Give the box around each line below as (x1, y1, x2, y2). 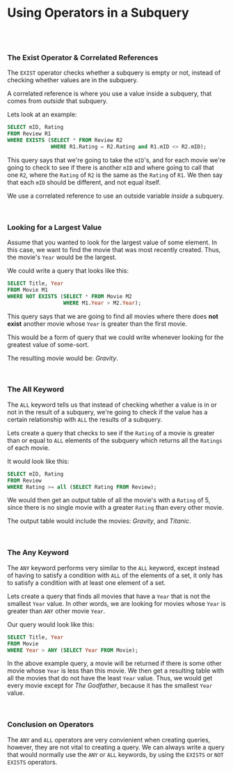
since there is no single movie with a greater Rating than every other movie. (7, 503, 224, 512)
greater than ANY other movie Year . (7, 607, 106, 615)
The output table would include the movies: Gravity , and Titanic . (7, 517, 191, 525)
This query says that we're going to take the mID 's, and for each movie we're (7, 155, 226, 164)
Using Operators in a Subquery (7, 5, 189, 21)
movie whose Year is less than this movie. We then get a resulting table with (7, 666, 225, 675)
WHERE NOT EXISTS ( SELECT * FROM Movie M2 (7, 292, 132, 300)
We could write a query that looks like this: (7, 267, 129, 275)
